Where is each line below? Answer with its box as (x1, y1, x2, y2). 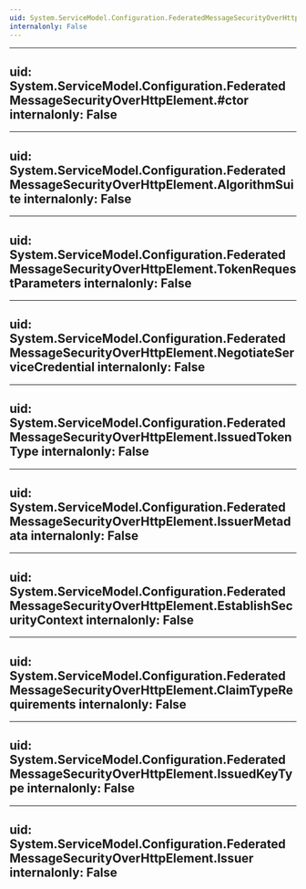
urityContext (9, 612, 84, 627)
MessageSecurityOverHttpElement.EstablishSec (9, 598, 293, 614)
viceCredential (9, 359, 96, 375)
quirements (9, 697, 76, 712)
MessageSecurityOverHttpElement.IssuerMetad (9, 513, 291, 529)
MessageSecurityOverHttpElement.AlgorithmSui (9, 177, 294, 192)
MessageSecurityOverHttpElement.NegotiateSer (9, 346, 295, 361)
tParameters (9, 275, 82, 291)
